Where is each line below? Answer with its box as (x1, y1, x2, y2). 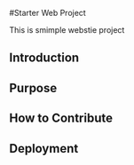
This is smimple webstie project (9, 25, 125, 35)
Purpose (9, 80, 58, 96)
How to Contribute (9, 111, 114, 126)
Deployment (9, 141, 79, 156)
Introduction (9, 51, 80, 66)
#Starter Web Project (9, 8, 86, 18)
